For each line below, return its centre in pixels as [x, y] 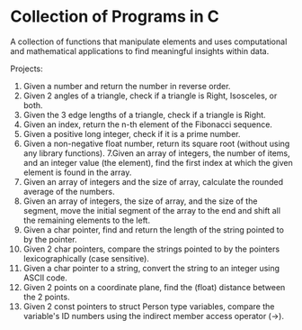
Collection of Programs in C [115, 17]
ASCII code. [45, 278]
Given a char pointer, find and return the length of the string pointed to [153, 229]
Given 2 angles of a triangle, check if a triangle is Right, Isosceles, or [150, 96]
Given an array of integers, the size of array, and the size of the [140, 201]
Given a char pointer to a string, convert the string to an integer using [151, 268]
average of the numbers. [69, 191]
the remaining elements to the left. [87, 220]
